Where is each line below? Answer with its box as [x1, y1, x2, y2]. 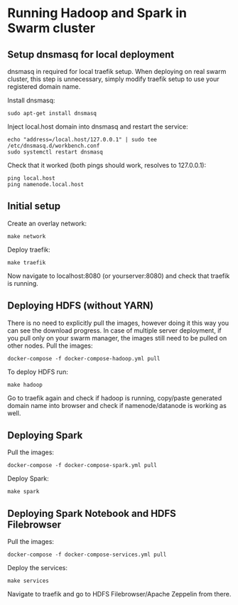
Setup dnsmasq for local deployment [7, 48, 175, 60]
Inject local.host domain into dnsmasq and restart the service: [7, 122, 188, 131]
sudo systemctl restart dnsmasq [7, 149, 103, 156]
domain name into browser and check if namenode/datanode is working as [7, 401, 227, 409]
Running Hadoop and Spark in [7, 5, 187, 21]
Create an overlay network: [7, 219, 87, 227]
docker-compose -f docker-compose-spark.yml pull [7, 462, 158, 469]
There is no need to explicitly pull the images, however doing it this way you [7, 318, 229, 327]
